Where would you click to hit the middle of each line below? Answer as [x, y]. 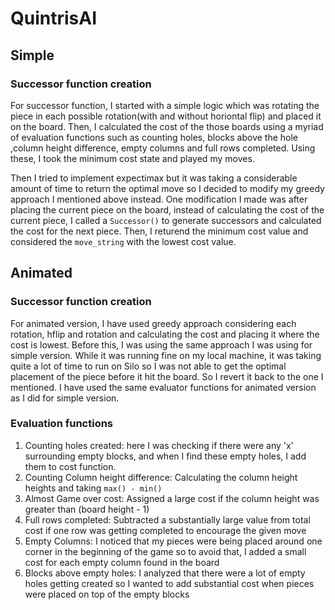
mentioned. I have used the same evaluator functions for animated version [163, 387]
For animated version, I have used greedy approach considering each [153, 323]
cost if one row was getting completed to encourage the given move [165, 530]
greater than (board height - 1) [87, 509]
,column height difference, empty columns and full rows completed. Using [163, 148]
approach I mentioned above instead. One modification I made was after [159, 199]
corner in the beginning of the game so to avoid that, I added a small [165, 551]
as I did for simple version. [65, 398]
